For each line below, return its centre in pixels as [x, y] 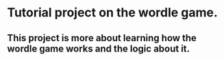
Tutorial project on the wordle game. [112, 13]
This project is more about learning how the [102, 38]
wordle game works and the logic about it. [99, 48]
